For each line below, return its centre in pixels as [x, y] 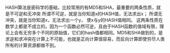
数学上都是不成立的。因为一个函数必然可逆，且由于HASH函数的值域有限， [82, 26]
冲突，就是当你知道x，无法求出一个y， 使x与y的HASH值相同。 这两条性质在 [84, 20]
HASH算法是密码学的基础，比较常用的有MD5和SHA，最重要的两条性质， [81, 7]
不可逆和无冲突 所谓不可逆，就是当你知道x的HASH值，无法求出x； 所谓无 [86, 14]
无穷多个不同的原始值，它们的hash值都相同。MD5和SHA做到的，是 [93, 33]
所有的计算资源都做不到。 [32, 45]
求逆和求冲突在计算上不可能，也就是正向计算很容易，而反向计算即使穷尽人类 [85, 39]
